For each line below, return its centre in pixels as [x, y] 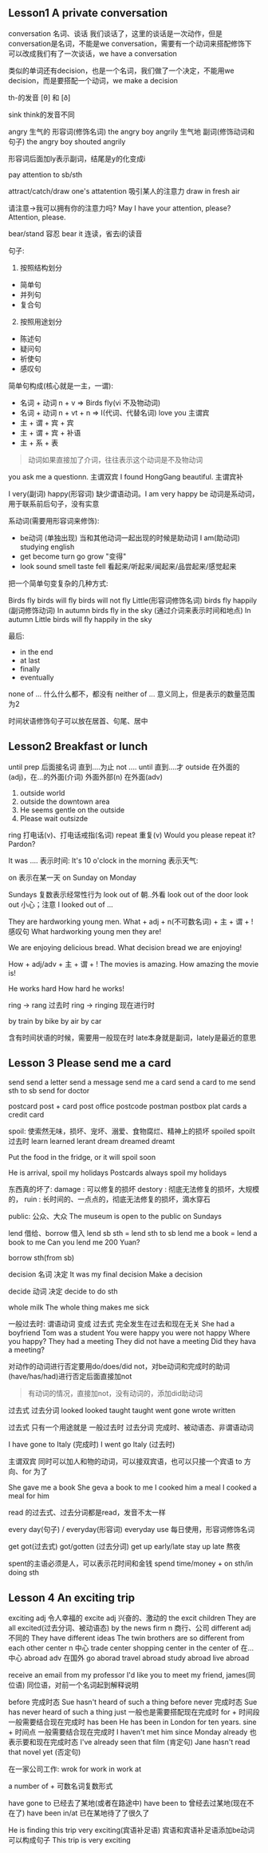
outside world [42, 792]
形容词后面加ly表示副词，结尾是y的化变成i [77, 158]
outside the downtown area [65, 801]
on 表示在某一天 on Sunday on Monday [73, 877]
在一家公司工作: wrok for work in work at [75, 1769]
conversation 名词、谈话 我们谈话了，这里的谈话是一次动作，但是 [116, 33]
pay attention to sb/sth [45, 174]
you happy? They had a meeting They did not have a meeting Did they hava [132, 1342]
